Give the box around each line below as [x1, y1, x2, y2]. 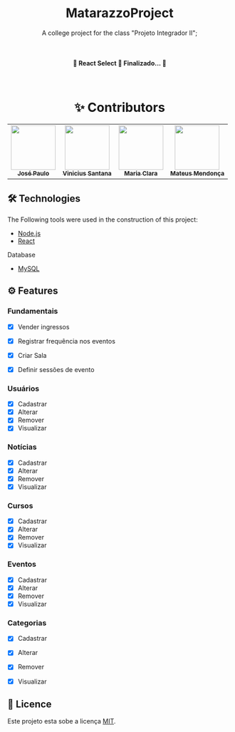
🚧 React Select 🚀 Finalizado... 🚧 [73, 58, 167, 67]
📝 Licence [7, 698, 52, 710]
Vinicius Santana [63, 170, 112, 177]
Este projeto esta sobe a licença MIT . [7, 717, 116, 726]
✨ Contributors [74, 100, 165, 115]
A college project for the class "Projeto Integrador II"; [41, 29, 198, 37]
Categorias [7, 618, 47, 628]
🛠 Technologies [7, 192, 80, 205]
